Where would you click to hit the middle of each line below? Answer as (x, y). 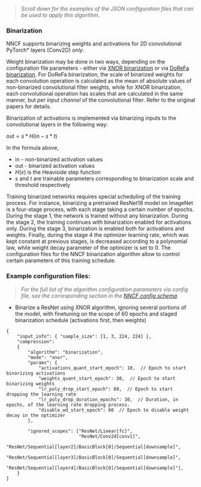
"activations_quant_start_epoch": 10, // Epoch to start (112, 368)
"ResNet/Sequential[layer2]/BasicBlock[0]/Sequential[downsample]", (94, 447)
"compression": (36, 342)
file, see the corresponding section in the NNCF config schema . (100, 296)
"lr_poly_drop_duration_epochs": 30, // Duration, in (108, 399)
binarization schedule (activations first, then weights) (81, 320)
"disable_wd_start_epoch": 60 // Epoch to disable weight (113, 410)
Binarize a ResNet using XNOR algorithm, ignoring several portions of (100, 307)
